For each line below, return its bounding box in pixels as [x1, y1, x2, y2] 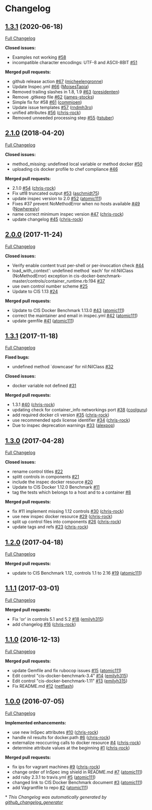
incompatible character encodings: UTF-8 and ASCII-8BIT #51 [12, 60, 138, 65]
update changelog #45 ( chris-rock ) [12, 216, 84, 222]
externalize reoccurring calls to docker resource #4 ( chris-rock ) [12, 740, 141, 745]
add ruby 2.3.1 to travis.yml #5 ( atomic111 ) [12, 774, 96, 780]
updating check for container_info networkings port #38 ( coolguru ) [12, 407, 148, 413]
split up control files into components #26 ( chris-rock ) [12, 519, 121, 525]
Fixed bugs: [5, 354, 30, 360]
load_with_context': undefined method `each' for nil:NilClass [12, 268, 133, 273]
